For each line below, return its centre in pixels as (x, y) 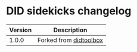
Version (21, 30)
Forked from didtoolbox (70, 40)
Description (70, 30)
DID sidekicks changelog (69, 11)
